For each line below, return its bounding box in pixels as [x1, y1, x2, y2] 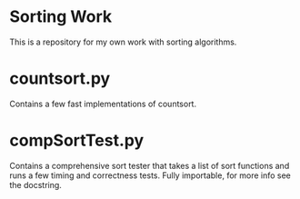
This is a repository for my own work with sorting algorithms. [9, 36, 237, 47]
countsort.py [9, 68, 111, 89]
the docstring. [9, 179, 62, 190]
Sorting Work [9, 6, 112, 27]
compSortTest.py [9, 130, 145, 151]
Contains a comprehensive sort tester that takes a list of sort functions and [9, 160, 290, 171]
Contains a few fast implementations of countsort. [9, 98, 197, 109]
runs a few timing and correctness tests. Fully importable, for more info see [9, 170, 291, 181]
